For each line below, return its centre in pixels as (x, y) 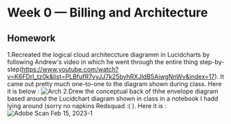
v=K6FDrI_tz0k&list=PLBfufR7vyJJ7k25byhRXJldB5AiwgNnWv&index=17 (111, 76)
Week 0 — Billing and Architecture (108, 13)
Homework (31, 38)
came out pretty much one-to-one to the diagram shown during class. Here (114, 84)
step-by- (212, 62)
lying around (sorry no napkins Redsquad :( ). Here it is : (87, 106)
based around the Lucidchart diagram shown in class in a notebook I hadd (113, 99)
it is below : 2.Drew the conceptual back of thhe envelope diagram (113, 91)
